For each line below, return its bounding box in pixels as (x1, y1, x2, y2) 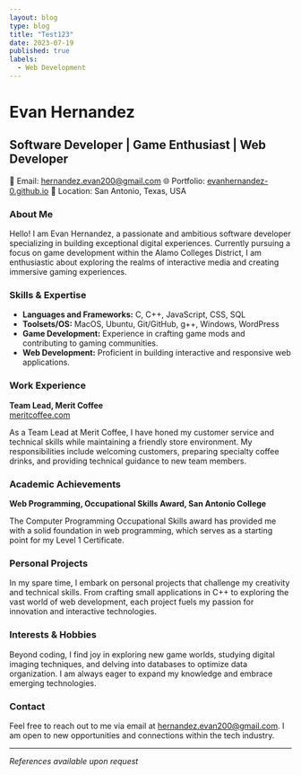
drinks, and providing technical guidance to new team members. (9, 455, 247, 466)
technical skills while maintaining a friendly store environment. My (9, 436, 253, 447)
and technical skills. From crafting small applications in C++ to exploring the (9, 587, 289, 598)
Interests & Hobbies (9, 629, 97, 641)
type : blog (9, 22, 50, 31)
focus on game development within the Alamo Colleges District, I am (9, 248, 262, 259)
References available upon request (9, 755, 139, 766)
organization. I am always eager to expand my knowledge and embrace (9, 668, 273, 679)
